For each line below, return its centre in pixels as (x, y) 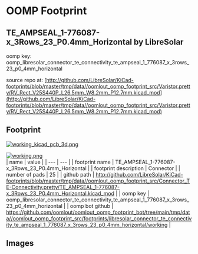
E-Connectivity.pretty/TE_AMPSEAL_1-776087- (63, 187)
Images (20, 243)
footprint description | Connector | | (137, 168)
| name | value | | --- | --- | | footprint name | (60, 162)
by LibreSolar (159, 42)
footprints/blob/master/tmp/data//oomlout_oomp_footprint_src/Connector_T (98, 181)
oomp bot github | (92, 206)
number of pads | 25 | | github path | (50, 174)
